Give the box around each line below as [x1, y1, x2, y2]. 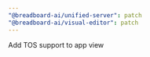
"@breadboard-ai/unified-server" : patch [8, 11, 143, 20]
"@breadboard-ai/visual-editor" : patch [8, 19, 139, 27]
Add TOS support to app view [8, 40, 104, 49]
